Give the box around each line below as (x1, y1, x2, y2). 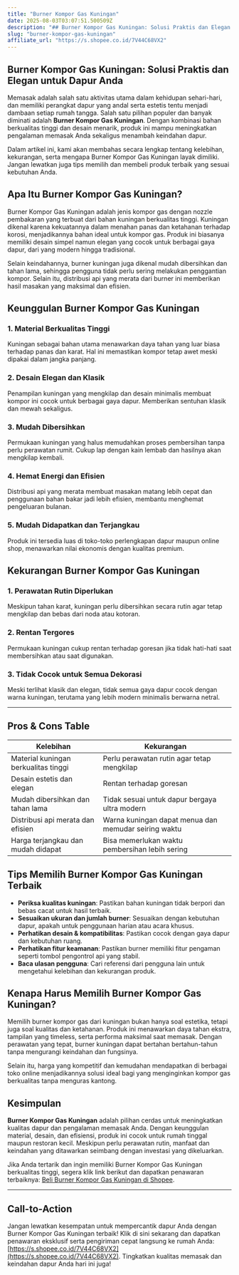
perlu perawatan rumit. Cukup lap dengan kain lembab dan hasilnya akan (7, 446, 222, 455)
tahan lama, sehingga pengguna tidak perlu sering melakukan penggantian (7, 267, 227, 275)
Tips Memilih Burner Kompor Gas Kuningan (7, 869, 203, 881)
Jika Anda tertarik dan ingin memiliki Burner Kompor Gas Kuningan (7, 1160, 203, 1169)
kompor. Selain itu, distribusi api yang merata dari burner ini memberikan (7, 274, 221, 282)
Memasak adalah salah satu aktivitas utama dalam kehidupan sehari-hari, (7, 93, 223, 102)
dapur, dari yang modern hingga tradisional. (7, 245, 136, 254)
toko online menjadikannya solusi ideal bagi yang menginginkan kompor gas (7, 1069, 231, 1078)
